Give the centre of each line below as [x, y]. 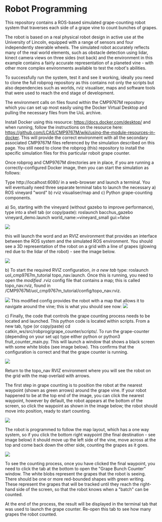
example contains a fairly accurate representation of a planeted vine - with [79, 63]
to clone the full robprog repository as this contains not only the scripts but [80, 82]
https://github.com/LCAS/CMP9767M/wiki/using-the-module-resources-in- [80, 132]
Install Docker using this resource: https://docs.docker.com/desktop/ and [78, 122]
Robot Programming [46, 9]
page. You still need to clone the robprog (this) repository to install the [75, 148]
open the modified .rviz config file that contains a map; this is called [73, 280]
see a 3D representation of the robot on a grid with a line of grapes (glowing [81, 246]
